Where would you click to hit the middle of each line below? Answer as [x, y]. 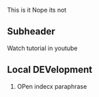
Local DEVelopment [50, 70]
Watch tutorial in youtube [42, 48]
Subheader [31, 31]
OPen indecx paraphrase [52, 86]
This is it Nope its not [37, 10]
